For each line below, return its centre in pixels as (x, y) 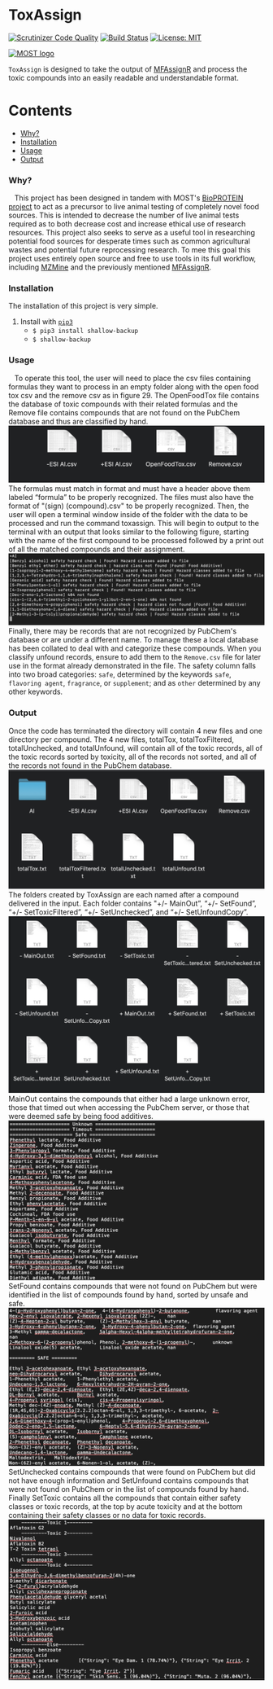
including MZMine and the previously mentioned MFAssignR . (110, 267)
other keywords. (36, 692)
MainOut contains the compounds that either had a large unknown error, (129, 1099)
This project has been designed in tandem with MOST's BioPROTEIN (129, 198)
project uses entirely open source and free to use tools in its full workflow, (132, 259)
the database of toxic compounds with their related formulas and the (123, 404)
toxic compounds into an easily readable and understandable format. (124, 77)
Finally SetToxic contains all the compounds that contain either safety (125, 1498)
